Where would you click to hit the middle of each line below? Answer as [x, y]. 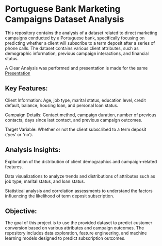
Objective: [21, 211]
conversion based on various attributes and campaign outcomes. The [74, 228]
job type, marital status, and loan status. [45, 181]
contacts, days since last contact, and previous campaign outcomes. [74, 120]
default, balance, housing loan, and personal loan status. [62, 105]
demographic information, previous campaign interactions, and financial [77, 53]
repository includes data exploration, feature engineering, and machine [76, 233]
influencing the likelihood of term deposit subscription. [60, 196]
